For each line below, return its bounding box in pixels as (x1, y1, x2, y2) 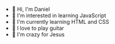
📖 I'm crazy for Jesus (11, 31, 65, 38)
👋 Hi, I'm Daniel (11, 6, 50, 12)
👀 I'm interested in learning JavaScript (11, 12, 107, 19)
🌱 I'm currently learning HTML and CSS (11, 18, 110, 25)
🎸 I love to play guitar (11, 24, 65, 32)
